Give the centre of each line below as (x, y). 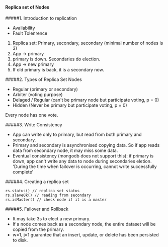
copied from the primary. (38, 229)
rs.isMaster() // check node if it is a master (56, 200)
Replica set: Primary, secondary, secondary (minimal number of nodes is (88, 43)
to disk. (20, 240)
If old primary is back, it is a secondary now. (58, 70)
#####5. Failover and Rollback (37, 209)
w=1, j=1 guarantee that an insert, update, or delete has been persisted (86, 235)
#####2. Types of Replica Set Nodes (44, 79)
